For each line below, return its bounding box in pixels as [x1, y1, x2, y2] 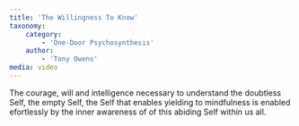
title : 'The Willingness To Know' [9, 13, 139, 22]
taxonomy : [9, 21, 47, 30]
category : [25, 29, 63, 38]
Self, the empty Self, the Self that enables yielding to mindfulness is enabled [9, 97, 291, 107]
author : [25, 46, 54, 55]
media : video [9, 63, 58, 72]
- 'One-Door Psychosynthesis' [41, 38, 154, 47]
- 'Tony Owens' [41, 55, 99, 63]
